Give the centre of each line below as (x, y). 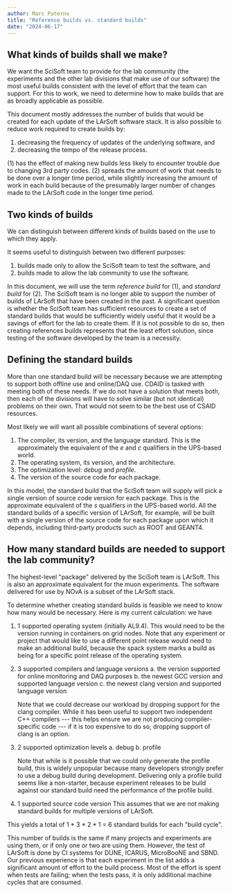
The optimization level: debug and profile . (77, 470)
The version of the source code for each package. (89, 477)
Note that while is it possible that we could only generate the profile (113, 760)
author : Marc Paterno (38, 14)
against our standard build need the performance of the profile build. (115, 790)
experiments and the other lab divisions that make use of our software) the (114, 79)
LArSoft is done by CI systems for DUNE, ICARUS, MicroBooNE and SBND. (113, 852)
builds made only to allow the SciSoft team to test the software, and (114, 265)
